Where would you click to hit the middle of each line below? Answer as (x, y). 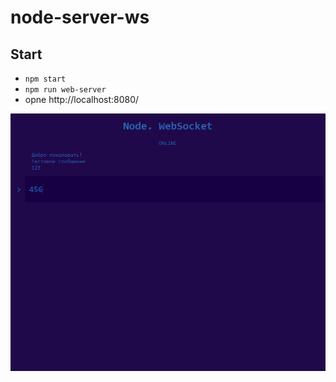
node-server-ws (80, 17)
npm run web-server (65, 90)
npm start (45, 79)
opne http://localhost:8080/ (82, 99)
